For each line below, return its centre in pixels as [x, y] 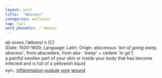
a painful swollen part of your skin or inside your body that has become [79, 58]
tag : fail [16, 24]
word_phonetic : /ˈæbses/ [31, 28]
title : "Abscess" [24, 14]
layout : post [19, 10]
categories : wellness [28, 19]
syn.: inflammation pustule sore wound [45, 71]
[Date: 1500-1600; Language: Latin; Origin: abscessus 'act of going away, [82, 48]
